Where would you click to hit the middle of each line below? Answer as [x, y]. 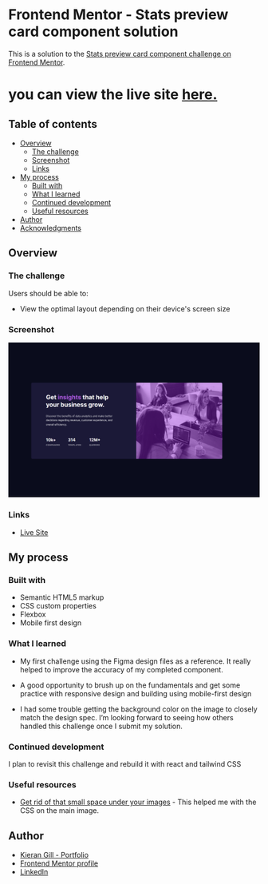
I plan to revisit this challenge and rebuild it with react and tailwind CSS [125, 764]
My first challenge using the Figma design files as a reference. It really [135, 661]
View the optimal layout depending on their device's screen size [125, 308]
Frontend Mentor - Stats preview [118, 15]
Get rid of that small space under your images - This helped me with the [138, 802]
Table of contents [53, 124]
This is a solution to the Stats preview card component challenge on [120, 54]
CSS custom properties [58, 606]
